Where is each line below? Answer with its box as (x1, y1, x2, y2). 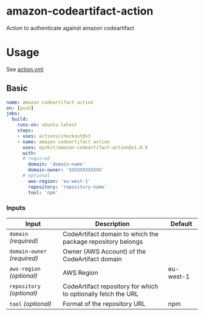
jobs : (6, 110, 20, 116)
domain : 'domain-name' (28, 161, 86, 167)
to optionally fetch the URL (63, 289, 138, 298)
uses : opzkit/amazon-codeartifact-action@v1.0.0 (22, 144, 148, 150)
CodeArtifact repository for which (63, 282, 158, 291)
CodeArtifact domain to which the (63, 229, 159, 238)
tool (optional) (9, 299, 52, 308)
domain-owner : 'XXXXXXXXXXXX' (28, 167, 104, 173)
